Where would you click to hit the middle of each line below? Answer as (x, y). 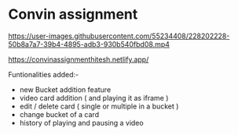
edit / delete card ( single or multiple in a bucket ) (99, 106)
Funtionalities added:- (44, 74)
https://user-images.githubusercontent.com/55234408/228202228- (119, 36)
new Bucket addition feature (65, 89)
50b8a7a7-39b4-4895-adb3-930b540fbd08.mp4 (89, 44)
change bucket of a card (59, 114)
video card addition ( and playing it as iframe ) (94, 98)
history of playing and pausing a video (81, 123)
